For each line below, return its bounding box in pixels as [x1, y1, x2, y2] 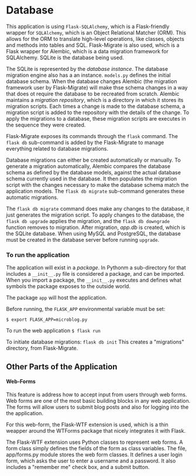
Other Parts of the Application [6, 361, 118, 372]
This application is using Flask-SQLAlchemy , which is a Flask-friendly [6, 23, 170, 30]
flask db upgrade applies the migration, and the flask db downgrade [6, 217, 170, 224]
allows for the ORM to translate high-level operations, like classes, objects [6, 35, 184, 42]
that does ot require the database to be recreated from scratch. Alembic [6, 90, 180, 97]
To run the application [6, 251, 70, 259]
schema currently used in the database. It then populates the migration [6, 175, 177, 182]
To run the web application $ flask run [6, 327, 101, 334]
